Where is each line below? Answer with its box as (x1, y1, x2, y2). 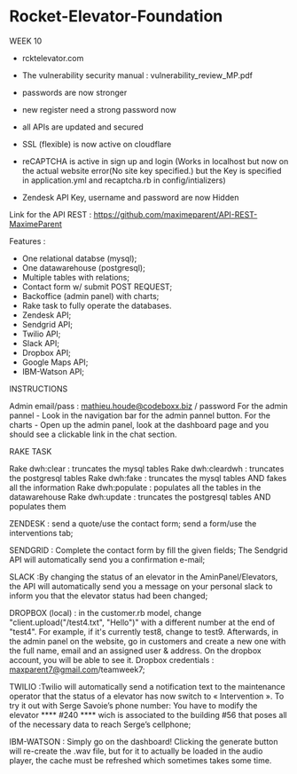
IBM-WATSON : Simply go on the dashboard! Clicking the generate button (9, 736, 278, 746)
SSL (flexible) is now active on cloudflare (21, 138, 172, 149)
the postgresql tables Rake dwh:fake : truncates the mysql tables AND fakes (9, 472, 287, 483)
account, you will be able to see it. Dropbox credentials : (9, 654, 215, 665)
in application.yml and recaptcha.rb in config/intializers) (21, 175, 226, 186)
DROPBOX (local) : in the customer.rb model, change (9, 607, 202, 618)
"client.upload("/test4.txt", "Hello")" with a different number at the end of (9, 617, 276, 628)
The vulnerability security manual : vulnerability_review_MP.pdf (21, 69, 254, 81)
